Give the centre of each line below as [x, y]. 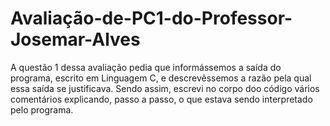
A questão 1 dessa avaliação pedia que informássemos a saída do [146, 67]
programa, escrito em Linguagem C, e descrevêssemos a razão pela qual [161, 78]
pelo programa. [42, 109]
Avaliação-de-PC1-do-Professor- [151, 18]
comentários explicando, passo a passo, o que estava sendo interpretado [161, 99]
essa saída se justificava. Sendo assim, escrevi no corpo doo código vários [165, 88]
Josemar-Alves [75, 39]
